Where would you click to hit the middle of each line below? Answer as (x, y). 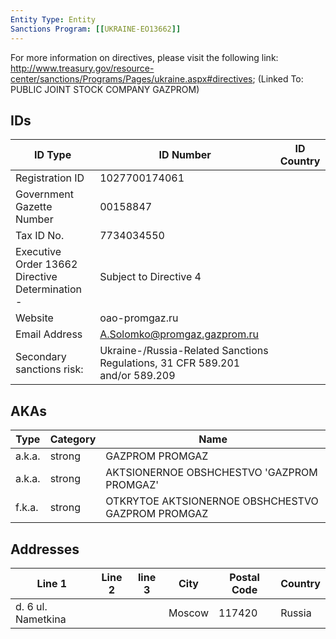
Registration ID (50, 178)
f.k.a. (27, 508)
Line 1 (52, 583)
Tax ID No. (40, 236)
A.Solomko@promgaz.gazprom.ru (179, 334)
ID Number (185, 155)
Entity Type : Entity (53, 19)
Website (34, 318)
